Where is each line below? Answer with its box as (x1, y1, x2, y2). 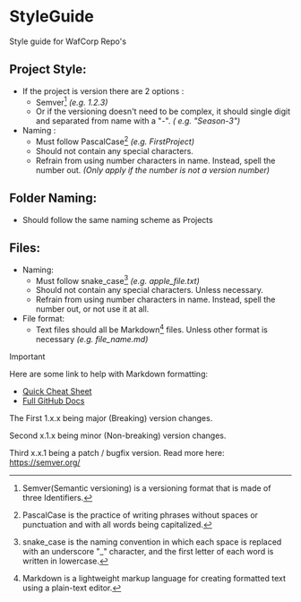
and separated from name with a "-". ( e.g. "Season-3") (35, 116, 241, 126)
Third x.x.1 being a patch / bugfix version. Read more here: (9, 448, 225, 458)
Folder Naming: (9, 191, 97, 206)
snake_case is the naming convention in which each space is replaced (21, 537, 282, 547)
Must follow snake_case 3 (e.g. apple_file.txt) (35, 273, 200, 286)
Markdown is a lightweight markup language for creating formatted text (21, 573, 287, 583)
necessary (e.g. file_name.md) (35, 334, 149, 344)
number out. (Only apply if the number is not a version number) (35, 165, 271, 176)
